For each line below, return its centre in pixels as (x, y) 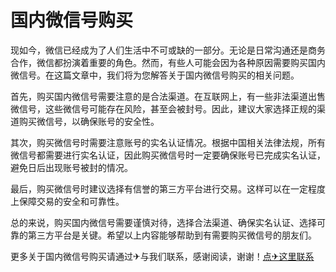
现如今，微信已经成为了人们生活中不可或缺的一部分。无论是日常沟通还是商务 (168, 50)
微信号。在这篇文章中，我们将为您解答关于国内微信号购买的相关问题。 (155, 75)
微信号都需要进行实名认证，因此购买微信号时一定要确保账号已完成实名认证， (168, 155)
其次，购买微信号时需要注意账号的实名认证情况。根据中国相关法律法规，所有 (168, 142)
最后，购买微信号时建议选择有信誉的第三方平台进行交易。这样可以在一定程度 (168, 188)
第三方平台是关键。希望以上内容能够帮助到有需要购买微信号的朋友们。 (172, 235)
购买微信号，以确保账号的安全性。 (89, 121)
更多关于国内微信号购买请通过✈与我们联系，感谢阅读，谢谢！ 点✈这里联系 (162, 256)
